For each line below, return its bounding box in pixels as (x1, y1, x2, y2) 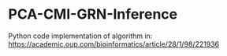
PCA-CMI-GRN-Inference (8, 5, 178, 23)
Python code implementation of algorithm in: (8, 31, 153, 40)
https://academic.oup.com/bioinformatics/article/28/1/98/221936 (8, 39, 220, 48)
